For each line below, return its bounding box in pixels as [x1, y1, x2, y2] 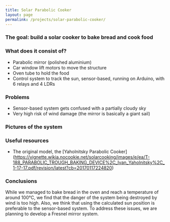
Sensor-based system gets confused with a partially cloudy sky [12, 105, 147, 111]
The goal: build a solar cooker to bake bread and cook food [5, 34, 154, 41]
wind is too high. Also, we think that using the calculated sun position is [5, 200, 155, 206]
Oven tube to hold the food [12, 70, 70, 76]
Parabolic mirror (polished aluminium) [12, 59, 92, 65]
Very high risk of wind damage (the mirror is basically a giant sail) [12, 110, 151, 116]
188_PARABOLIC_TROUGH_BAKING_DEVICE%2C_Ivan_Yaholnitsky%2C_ [12, 159, 165, 166]
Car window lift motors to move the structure [12, 64, 107, 70]
